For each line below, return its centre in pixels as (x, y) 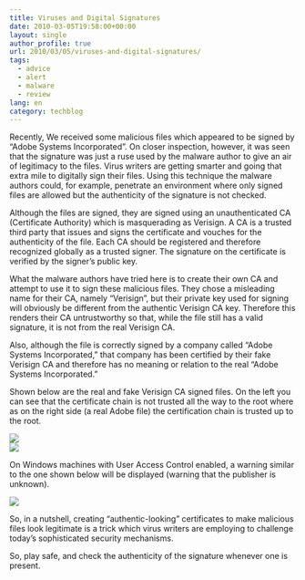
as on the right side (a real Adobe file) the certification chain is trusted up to (152, 411)
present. (25, 565)
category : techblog (46, 111)
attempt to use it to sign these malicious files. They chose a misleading (142, 289)
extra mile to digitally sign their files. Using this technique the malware (141, 176)
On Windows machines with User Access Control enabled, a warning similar (152, 465)
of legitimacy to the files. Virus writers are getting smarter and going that (146, 166)
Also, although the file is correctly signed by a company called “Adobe (141, 345)
